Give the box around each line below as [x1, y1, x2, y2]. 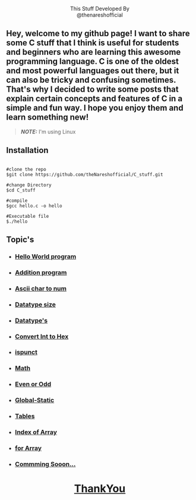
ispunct [14, 348, 37, 357]
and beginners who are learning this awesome [6, 47, 181, 57]
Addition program [14, 268, 67, 276]
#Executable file [6, 213, 49, 219]
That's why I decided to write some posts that [6, 85, 179, 95]
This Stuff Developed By [70, 5, 129, 12]
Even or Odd [14, 380, 52, 389]
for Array [14, 444, 42, 452]
